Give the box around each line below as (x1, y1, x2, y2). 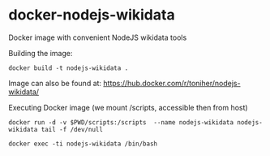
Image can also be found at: (8, 78, 102, 88)
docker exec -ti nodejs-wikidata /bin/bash (8, 140, 158, 148)
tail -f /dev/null (41, 125, 104, 133)
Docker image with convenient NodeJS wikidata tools (8, 32, 187, 42)
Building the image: (8, 48, 73, 58)
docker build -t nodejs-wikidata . (8, 63, 129, 72)
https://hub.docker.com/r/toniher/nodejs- (103, 78, 241, 88)
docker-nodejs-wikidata (8, 6, 176, 24)
